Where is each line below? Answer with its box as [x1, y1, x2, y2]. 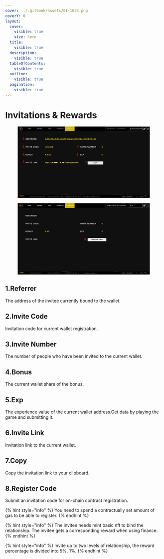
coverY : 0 [5, 13, 26, 19]
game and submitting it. [5, 414, 54, 420]
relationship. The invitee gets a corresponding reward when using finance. [5, 527, 158, 533]
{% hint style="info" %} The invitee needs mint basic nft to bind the [5, 522, 144, 528]
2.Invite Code [5, 312, 48, 321]
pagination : [9, 82, 35, 87]
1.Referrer [5, 285, 37, 293]
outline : [9, 72, 28, 77]
